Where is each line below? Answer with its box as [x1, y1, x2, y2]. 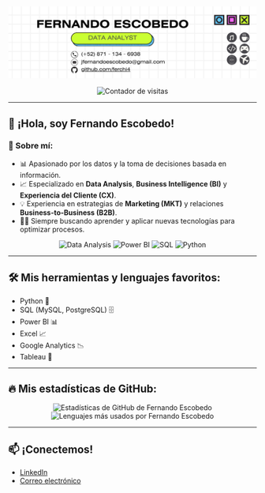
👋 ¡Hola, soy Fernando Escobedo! [8, 117, 175, 130]
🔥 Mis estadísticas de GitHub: [8, 382, 158, 396]
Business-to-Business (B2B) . [19, 208, 118, 217]
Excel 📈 [19, 329, 47, 338]
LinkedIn [19, 468, 48, 477]
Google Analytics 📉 [19, 341, 84, 350]
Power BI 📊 [19, 317, 58, 326]
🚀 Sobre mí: [8, 141, 54, 152]
